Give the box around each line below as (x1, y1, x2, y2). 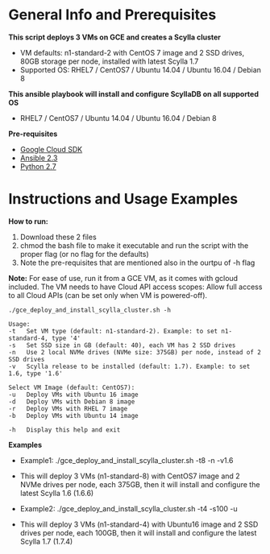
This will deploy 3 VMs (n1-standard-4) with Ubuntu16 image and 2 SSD (19, 519, 259, 529)
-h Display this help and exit (8, 425, 121, 434)
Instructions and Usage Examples (8, 190, 239, 209)
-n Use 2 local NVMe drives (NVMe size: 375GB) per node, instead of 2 (8, 348, 262, 356)
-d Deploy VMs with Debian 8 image (8, 397, 135, 406)
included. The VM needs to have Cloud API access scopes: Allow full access (8, 282, 263, 291)
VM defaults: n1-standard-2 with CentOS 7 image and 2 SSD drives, (19, 48, 245, 57)
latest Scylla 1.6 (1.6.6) (19, 488, 94, 498)
